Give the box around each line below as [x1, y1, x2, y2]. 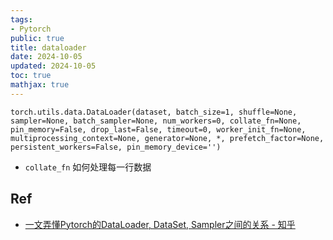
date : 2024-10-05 [10, 52, 83, 62]
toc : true [10, 71, 52, 81]
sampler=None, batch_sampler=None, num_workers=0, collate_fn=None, [10, 116, 302, 126]
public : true [10, 33, 65, 43]
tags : [10, 14, 33, 25]
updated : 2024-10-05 [10, 61, 97, 71]
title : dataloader [10, 42, 87, 53]
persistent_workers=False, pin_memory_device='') [10, 142, 222, 152]
